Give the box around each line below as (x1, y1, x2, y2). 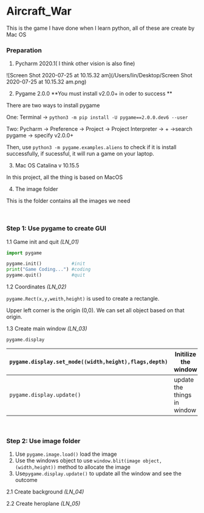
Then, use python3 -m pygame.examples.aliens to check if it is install (6, 144, 177, 151)
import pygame (6, 250, 42, 256)
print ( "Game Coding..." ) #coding (6, 267, 91, 273)
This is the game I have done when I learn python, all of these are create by (6, 24, 195, 32)
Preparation (6, 46, 42, 54)
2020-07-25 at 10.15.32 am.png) (6, 78, 87, 86)
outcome (15, 476, 38, 484)
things (174, 391, 192, 399)
